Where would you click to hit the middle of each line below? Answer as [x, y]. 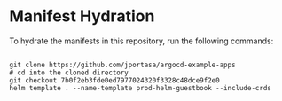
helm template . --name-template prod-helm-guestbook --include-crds [141, 88]
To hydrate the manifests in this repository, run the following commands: [141, 41]
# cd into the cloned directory [69, 73]
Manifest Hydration [82, 16]
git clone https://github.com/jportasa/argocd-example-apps [123, 65]
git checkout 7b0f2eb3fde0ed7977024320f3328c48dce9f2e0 [114, 80]
